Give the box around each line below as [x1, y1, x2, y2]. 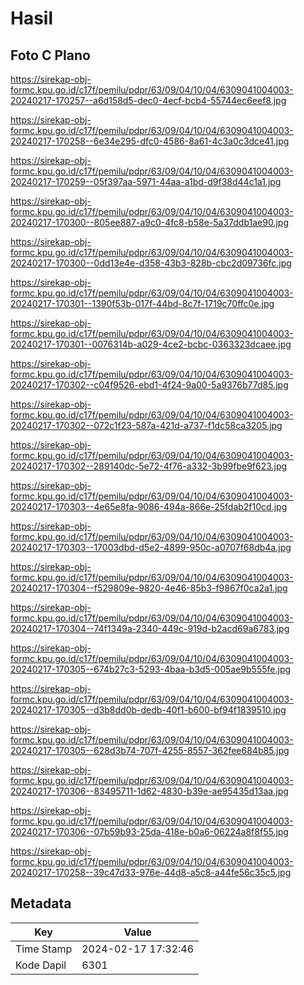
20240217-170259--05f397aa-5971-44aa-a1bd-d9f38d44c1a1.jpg [10, 176, 282, 187]
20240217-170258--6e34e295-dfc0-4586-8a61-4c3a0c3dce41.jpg [10, 135, 290, 147]
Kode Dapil [15, 958, 67, 972]
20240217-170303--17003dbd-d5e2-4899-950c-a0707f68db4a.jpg [10, 542, 292, 553]
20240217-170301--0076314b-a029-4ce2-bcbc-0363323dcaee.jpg [10, 338, 292, 350]
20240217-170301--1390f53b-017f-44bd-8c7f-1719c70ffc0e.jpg [10, 298, 275, 309]
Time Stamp [15, 942, 73, 956]
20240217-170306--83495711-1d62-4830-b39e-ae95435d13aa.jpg [10, 785, 289, 797]
